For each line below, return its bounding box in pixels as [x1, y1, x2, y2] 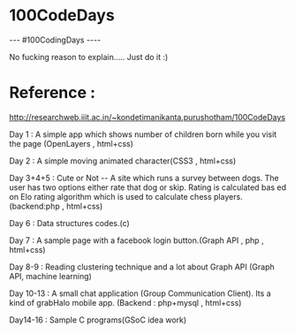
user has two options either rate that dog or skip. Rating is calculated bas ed [9, 182, 287, 193]
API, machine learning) [9, 270, 93, 281]
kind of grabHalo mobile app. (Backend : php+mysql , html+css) [9, 297, 242, 307]
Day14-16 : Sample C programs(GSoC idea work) [9, 315, 187, 325]
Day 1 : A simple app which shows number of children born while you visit [9, 129, 277, 140]
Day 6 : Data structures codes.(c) [9, 217, 130, 228]
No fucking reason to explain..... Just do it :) [9, 51, 169, 62]
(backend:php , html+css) [9, 201, 103, 211]
